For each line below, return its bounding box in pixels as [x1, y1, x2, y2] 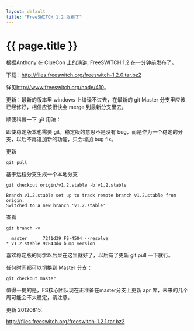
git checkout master [6, 276, 57, 282]
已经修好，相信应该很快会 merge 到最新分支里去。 [6, 103, 127, 111]
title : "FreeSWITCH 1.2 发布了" [6, 14, 82, 20]
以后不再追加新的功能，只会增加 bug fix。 [16, 135, 117, 143]
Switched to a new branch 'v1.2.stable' [6, 203, 106, 209]
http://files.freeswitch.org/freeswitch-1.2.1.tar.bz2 [6, 318, 125, 325]
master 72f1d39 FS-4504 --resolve [11, 236, 109, 242]
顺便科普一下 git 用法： [6, 116, 61, 123]
